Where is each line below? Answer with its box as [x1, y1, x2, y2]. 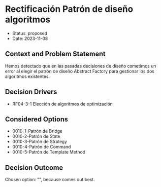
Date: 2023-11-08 [12, 36, 48, 41]
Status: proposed [12, 30, 48, 36]
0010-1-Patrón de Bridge [12, 128, 63, 134]
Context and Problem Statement [5, 50, 106, 58]
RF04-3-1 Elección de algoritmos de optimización [12, 101, 113, 107]
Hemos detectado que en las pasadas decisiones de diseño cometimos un [5, 63, 156, 69]
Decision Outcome [5, 163, 63, 172]
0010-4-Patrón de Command [12, 144, 71, 150]
